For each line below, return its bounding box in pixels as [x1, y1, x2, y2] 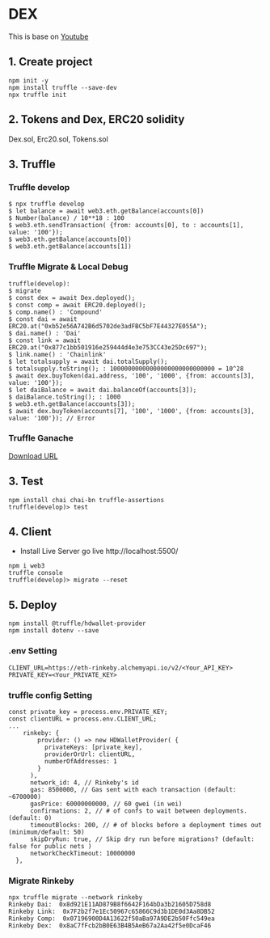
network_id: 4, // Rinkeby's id [29, 778, 139, 787]
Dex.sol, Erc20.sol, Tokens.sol [8, 134, 109, 144]
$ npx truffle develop [8, 200, 85, 209]
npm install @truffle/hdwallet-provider [8, 619, 147, 627]
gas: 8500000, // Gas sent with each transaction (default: [29, 785, 237, 793]
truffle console [8, 569, 63, 577]
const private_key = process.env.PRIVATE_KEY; [8, 708, 168, 716]
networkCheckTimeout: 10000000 [29, 849, 136, 857]
